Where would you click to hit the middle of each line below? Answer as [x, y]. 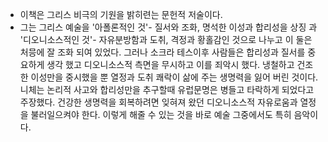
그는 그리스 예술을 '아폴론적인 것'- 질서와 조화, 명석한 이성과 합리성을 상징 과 [168, 27]
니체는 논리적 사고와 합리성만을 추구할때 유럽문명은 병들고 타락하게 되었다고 [167, 89]
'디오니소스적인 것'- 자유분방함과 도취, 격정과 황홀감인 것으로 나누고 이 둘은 [166, 39]
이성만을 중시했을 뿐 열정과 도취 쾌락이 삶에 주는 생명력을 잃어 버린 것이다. [174, 77]
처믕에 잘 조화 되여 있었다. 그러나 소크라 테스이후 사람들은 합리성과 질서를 [162, 52]
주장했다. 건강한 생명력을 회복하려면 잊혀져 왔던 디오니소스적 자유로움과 [158, 102]
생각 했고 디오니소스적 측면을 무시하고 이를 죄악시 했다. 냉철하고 [170, 64]
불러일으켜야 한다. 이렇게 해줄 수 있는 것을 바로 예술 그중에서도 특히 [161, 114]
